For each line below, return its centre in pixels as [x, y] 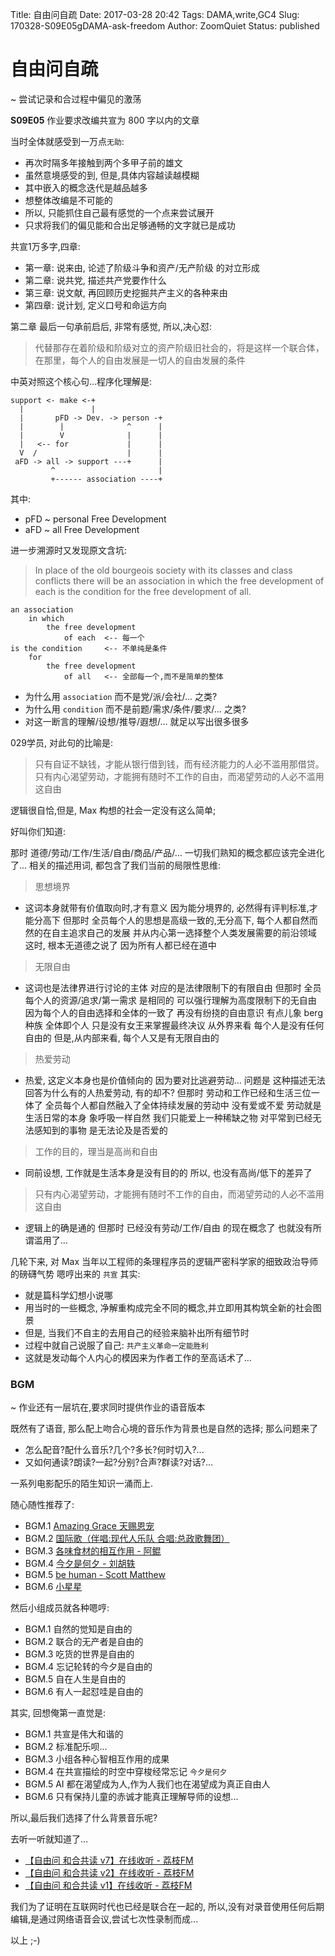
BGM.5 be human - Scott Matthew [95, 1575]
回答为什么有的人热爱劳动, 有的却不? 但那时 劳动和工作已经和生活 [159, 1092]
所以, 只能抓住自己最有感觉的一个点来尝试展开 [119, 212]
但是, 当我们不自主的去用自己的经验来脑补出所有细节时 [137, 1332]
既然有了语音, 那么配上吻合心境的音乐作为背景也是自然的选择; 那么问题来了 [164, 1429]
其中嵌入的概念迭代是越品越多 [86, 187]
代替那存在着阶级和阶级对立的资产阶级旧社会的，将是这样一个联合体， [179, 347]
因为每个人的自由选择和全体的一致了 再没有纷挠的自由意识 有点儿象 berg [173, 1012]
